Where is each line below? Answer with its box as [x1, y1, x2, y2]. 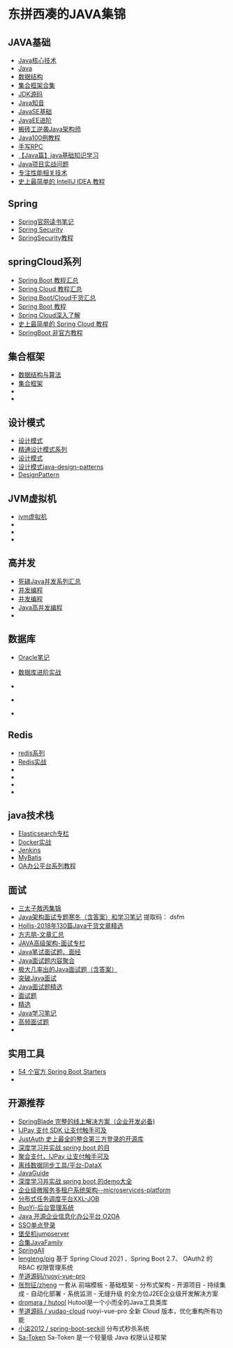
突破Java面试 [17, 974, 57, 982]
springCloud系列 [8, 256, 82, 268]
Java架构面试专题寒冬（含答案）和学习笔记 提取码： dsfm [17, 913, 185, 922]
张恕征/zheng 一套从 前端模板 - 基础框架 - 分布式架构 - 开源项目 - [17, 1280, 206, 1289]
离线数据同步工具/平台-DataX [17, 1161, 103, 1169]
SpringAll [17, 1246, 45, 1254]
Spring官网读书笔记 [17, 217, 75, 226]
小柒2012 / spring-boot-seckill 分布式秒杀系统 [17, 1324, 149, 1333]
